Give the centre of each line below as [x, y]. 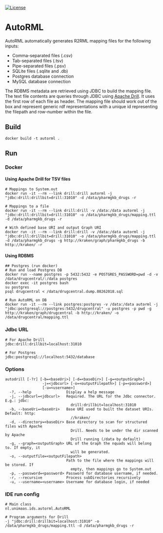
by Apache [15, 435]
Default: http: [20, 414]
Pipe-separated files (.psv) [39, 66]
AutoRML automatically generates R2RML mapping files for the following [78, 41]
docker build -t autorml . [32, 138]
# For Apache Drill [25, 340]
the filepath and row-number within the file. [49, 111]
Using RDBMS [20, 255]
